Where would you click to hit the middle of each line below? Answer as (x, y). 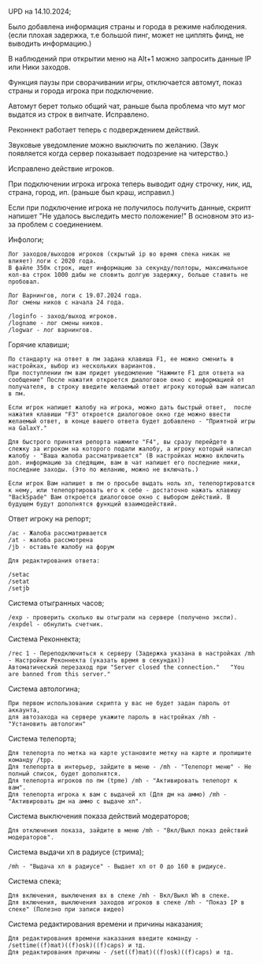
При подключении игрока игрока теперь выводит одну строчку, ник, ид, (131, 184)
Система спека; (35, 881)
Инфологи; (26, 239)
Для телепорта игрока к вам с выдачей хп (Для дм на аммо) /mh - (117, 794)
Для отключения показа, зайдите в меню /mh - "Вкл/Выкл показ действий (128, 831)
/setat (19, 581)
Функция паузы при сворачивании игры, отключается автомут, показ (125, 82)
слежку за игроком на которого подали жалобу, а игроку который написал (130, 449)
